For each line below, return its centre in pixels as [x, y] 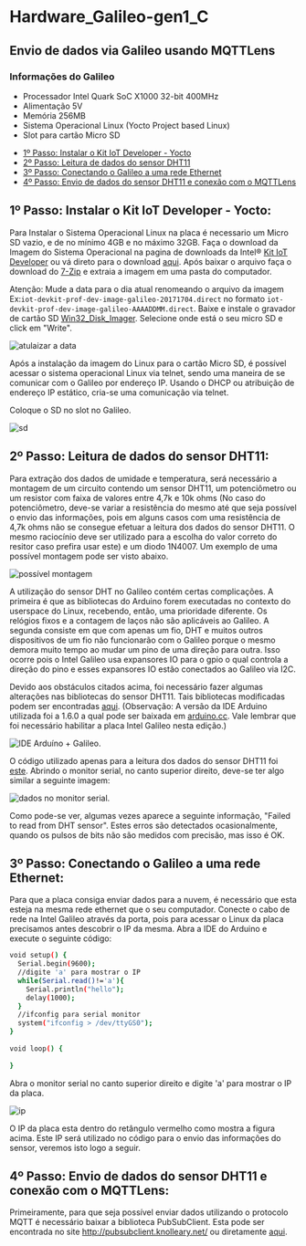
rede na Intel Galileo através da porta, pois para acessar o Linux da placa [147, 919]
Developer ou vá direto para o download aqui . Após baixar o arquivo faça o [151, 261]
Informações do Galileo [62, 77]
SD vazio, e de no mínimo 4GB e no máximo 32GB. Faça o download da [144, 242]
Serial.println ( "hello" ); [75, 989]
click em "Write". [41, 328]
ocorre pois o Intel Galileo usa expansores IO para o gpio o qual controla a [149, 659]
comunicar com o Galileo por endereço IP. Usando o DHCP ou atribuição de [152, 382]
